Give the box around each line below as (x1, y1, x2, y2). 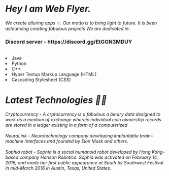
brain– (139, 133, 153, 139)
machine (5, 138, 24, 145)
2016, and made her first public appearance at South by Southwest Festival (5, 160, 164, 166)
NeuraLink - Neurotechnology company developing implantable (5, 133, 139, 139)
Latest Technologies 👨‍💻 (5, 94, 107, 106)
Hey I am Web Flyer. (5, 3, 91, 15)
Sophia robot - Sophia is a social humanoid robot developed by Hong (5, 149, 151, 155)
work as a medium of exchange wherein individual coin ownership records (5, 117, 161, 123)
